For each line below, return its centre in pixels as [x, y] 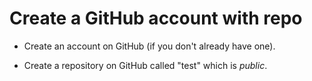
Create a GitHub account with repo [156, 18]
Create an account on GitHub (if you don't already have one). [149, 46]
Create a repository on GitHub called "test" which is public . [145, 65]
